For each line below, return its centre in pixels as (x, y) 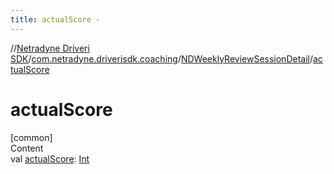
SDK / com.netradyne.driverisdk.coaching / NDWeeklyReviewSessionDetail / (161, 58)
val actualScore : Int (50, 158)
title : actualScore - (55, 19)
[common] (31, 137)
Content (27, 148)
